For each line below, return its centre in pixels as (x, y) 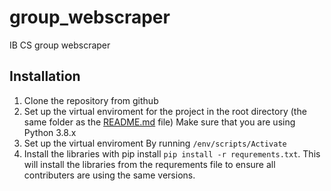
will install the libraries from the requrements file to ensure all (149, 164)
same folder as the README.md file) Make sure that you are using (159, 122)
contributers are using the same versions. (109, 175)
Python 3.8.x (50, 132)
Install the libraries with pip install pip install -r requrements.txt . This (172, 153)
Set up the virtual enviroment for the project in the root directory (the (165, 111)
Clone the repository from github (91, 100)
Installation (45, 76)
